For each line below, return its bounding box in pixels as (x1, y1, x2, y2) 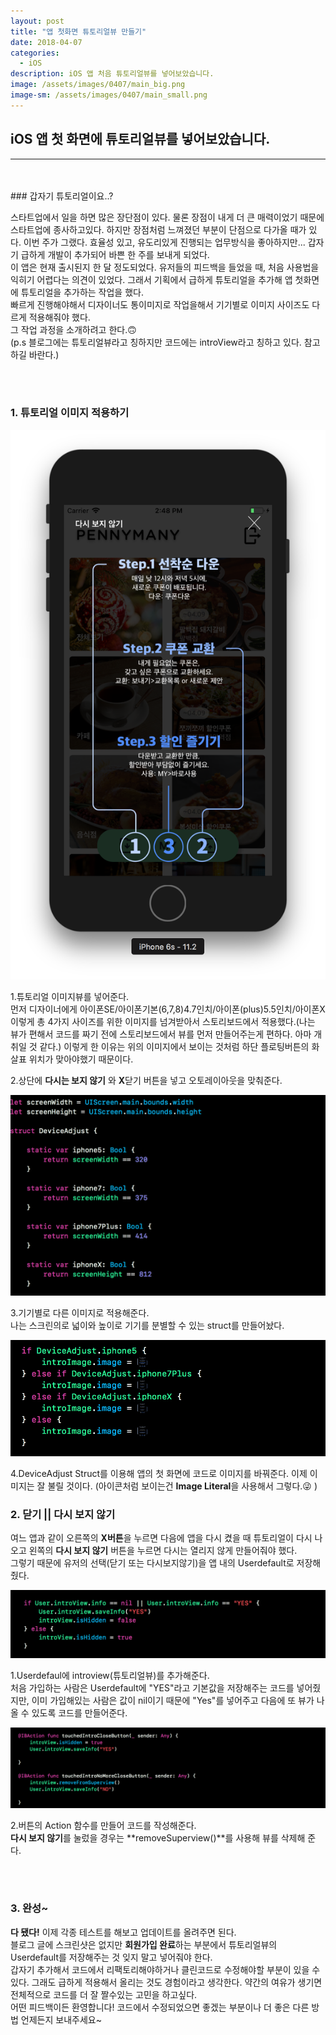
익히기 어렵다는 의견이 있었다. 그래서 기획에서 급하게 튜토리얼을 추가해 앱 (10, 273, 293, 285)
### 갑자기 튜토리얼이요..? (10, 190, 114, 202)
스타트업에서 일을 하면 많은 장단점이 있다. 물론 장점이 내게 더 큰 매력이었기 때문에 (10, 211, 325, 223)
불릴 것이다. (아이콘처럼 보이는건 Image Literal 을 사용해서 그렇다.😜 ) (47, 1480, 318, 1492)
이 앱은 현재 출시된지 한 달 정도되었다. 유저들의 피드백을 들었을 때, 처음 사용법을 (10, 261, 320, 273)
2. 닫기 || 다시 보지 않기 (10, 1507, 116, 1521)
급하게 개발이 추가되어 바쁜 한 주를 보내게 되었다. (20, 248, 210, 260)
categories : (10, 48, 60, 58)
